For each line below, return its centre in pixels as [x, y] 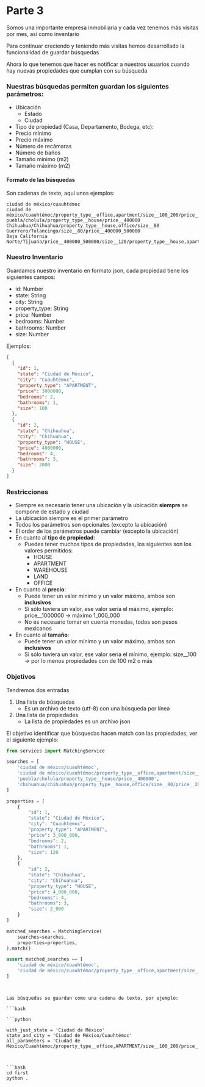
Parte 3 [25, 11]
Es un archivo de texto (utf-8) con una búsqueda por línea [97, 708]
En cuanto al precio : [40, 590]
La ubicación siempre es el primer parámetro [71, 518]
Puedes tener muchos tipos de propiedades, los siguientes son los [108, 544]
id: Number [29, 289]
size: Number [32, 334]
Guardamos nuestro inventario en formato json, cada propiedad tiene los [98, 270]
